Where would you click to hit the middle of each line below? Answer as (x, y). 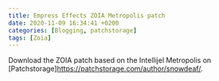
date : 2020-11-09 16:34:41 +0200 (64, 23)
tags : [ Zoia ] (30, 38)
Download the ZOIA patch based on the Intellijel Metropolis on (110, 60)
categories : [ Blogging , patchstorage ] (72, 30)
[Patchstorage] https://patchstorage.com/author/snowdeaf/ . (106, 69)
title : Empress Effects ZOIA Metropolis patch (87, 15)
